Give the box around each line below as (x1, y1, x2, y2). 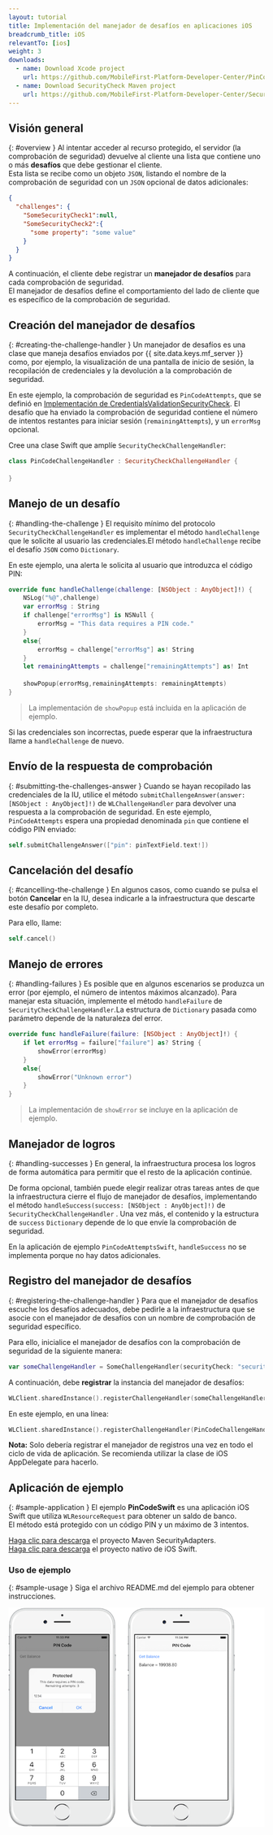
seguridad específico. (8, 1321, 81, 1331)
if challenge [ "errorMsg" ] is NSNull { (23, 611, 154, 619)
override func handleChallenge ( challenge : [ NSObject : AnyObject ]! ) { (8, 585, 253, 593)
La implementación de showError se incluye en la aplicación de (28, 1105, 238, 1115)
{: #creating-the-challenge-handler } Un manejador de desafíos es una (8, 340, 246, 349)
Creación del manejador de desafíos (8, 318, 196, 332)
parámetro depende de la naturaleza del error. (8, 1013, 162, 1023)
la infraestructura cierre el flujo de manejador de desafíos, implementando (8, 1191, 258, 1201)
